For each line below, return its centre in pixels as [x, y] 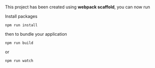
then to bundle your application [36, 34]
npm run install [21, 25]
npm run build [19, 43]
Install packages [21, 16]
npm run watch [19, 61]
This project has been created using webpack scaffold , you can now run [78, 7]
